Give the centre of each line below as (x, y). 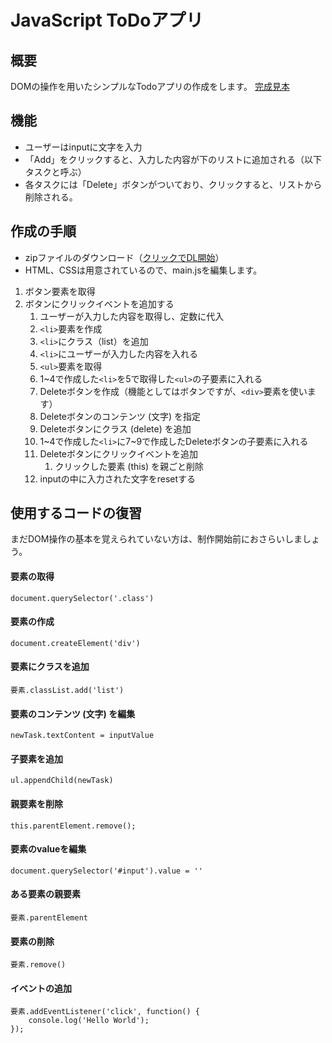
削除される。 (51, 197)
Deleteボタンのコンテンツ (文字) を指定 (120, 416)
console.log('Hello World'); (89, 1021)
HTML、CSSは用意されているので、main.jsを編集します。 (143, 270)
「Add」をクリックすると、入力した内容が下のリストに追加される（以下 (173, 159)
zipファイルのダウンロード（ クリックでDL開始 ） (124, 257)
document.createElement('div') (75, 643)
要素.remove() (38, 965)
